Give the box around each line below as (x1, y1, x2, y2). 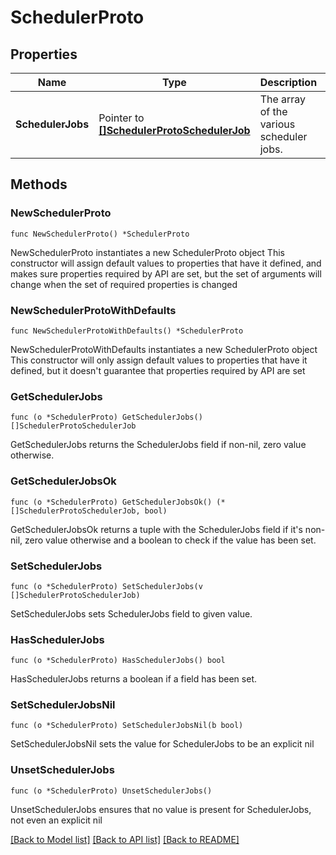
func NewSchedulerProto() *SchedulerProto (10, 229, 190, 239)
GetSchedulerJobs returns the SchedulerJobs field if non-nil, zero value (10, 439, 307, 451)
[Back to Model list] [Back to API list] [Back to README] (10, 833, 240, 845)
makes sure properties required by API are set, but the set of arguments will (10, 267, 322, 280)
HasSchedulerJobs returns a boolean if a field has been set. (10, 673, 257, 685)
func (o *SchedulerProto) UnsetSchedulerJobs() (10, 786, 213, 796)
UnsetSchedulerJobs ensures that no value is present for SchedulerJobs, (10, 803, 312, 815)
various (259, 117, 296, 131)
